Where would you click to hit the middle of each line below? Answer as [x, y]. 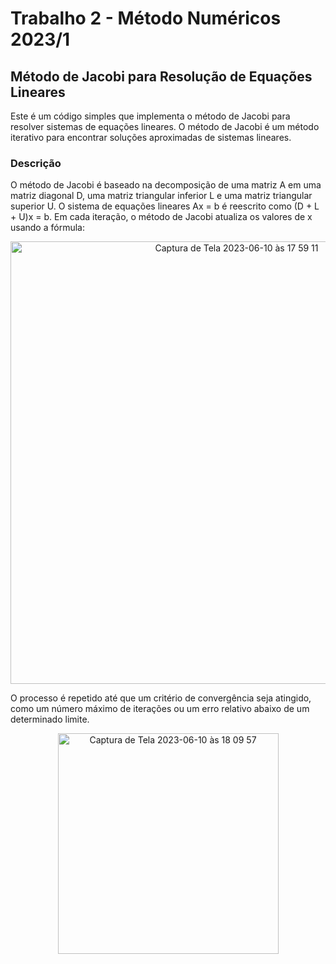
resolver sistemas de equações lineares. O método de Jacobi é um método [165, 126]
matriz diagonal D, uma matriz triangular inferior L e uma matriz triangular [161, 196]
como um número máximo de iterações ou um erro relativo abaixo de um [160, 709]
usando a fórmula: [47, 228]
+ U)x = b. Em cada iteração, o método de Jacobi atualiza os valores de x [161, 217]
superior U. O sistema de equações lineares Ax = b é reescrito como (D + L [165, 206]
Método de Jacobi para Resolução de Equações [161, 76]
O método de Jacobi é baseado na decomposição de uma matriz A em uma [166, 185]
